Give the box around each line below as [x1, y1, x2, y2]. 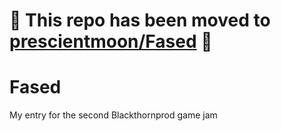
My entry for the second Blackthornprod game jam [9, 109, 218, 121]
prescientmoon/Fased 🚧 [9, 30, 213, 53]
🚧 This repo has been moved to [9, 9, 271, 32]
